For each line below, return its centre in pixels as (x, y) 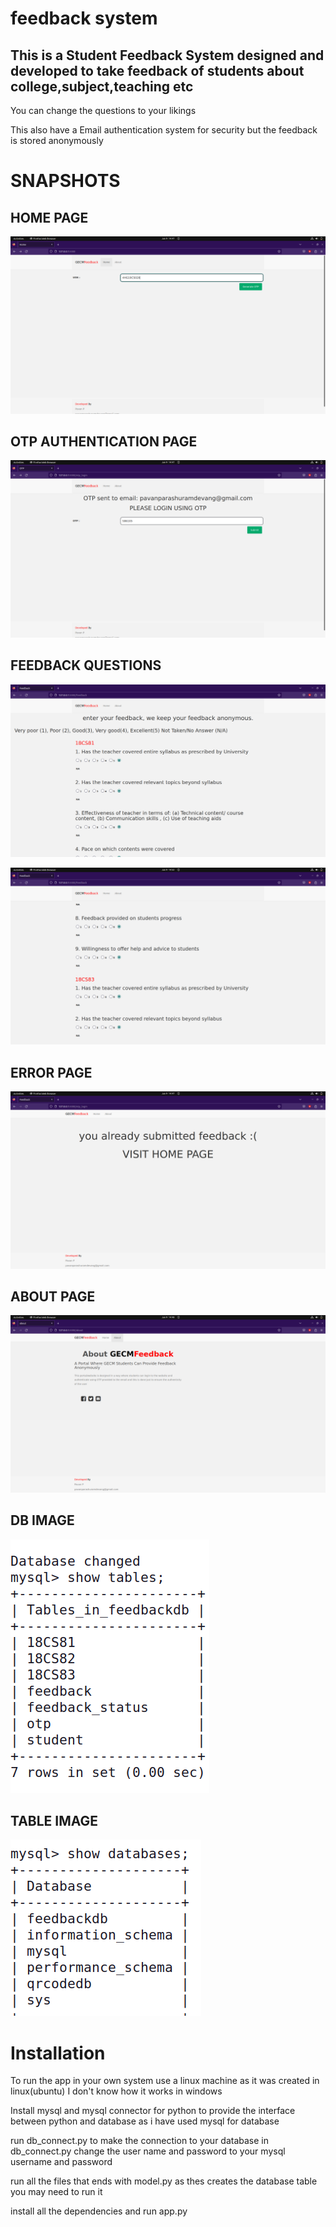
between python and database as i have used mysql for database (145, 2121)
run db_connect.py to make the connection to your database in (140, 2141)
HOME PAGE (49, 217)
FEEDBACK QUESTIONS (86, 665)
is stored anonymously (57, 140)
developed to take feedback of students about (157, 70)
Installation (58, 2053)
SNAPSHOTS (65, 181)
